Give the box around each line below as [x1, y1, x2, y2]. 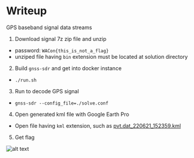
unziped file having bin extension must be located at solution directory [14, 53, 188, 60]
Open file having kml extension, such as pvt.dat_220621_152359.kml [14, 122, 182, 129]
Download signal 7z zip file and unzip [14, 35, 107, 42]
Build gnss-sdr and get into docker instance [14, 64, 122, 72]
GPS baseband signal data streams [6, 24, 92, 31]
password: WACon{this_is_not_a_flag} [14, 46, 109, 54]
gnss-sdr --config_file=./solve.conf [14, 100, 109, 106]
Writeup [6, 4, 47, 18]
